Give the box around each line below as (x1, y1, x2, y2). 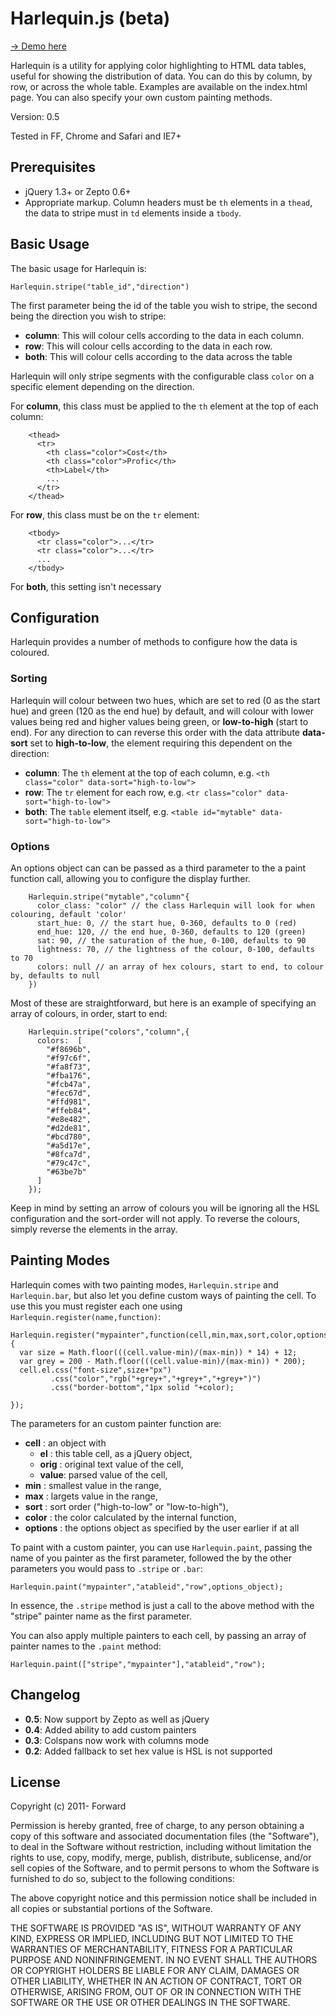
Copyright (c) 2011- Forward (10, 1800, 127, 1812)
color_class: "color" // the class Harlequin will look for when (36, 900, 315, 911)
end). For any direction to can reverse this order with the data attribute (10, 726, 300, 738)
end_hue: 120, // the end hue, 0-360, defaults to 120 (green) (36, 927, 307, 937)
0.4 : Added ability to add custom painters (24, 1723, 197, 1736)
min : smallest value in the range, (24, 1479, 162, 1491)
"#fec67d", (46, 1088, 92, 1098)
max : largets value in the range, (24, 1490, 158, 1502)
